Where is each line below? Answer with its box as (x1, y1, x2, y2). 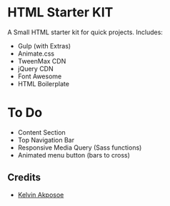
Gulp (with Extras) (17, 41, 71, 50)
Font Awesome (17, 72, 62, 81)
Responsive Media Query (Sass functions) (17, 143, 142, 152)
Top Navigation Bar (17, 135, 75, 144)
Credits (7, 172, 41, 184)
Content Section (17, 128, 66, 136)
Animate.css (17, 49, 55, 58)
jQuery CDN (17, 64, 54, 73)
